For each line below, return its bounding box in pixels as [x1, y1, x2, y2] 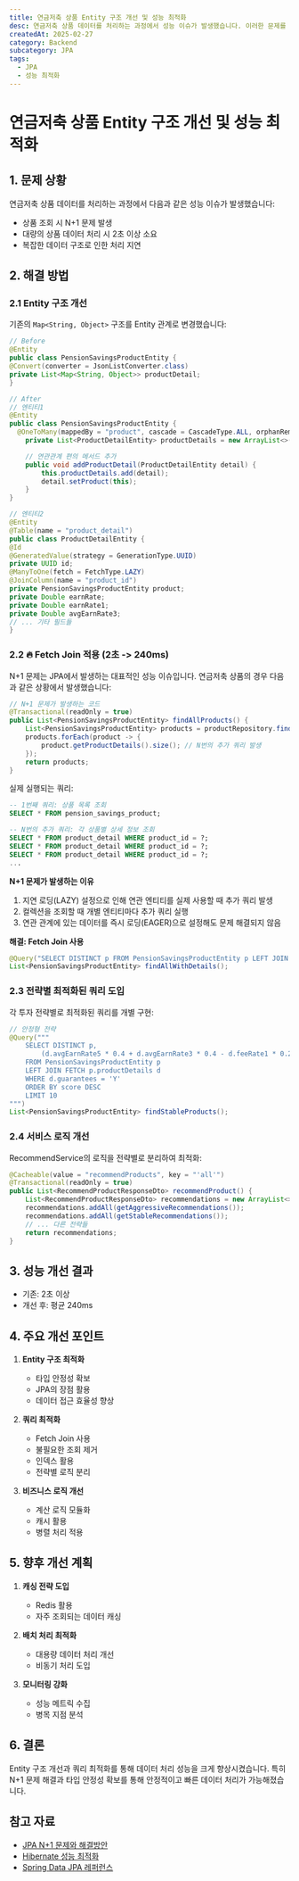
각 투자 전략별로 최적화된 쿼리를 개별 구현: [9, 1007, 154, 1017]
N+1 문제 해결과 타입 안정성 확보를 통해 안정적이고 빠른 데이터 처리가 [9, 1774, 246, 1785]
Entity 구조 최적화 [21, 1354, 85, 1365]
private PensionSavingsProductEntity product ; [9, 584, 185, 593]
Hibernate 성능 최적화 [21, 1851, 100, 1861]
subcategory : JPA [9, 46, 74, 55]
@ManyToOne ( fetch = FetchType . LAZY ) [9, 568, 145, 576]
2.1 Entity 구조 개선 [9, 297, 87, 310]
